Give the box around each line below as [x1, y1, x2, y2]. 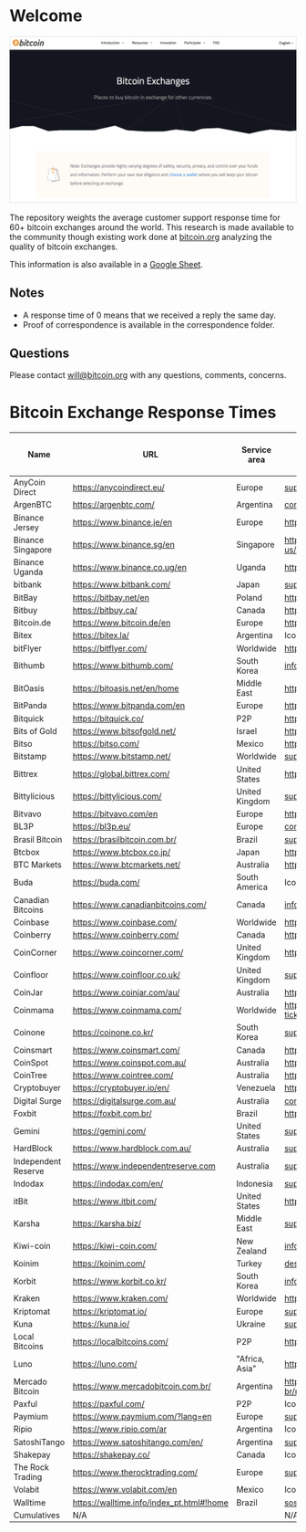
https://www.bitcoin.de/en [72, 617, 171, 628]
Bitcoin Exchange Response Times [9, 402, 277, 423]
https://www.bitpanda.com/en [72, 700, 185, 711]
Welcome [9, 5, 83, 26]
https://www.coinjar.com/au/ [72, 987, 180, 998]
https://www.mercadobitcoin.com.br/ [72, 1380, 211, 1392]
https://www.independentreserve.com [72, 1160, 216, 1171]
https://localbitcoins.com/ [72, 1336, 168, 1347]
